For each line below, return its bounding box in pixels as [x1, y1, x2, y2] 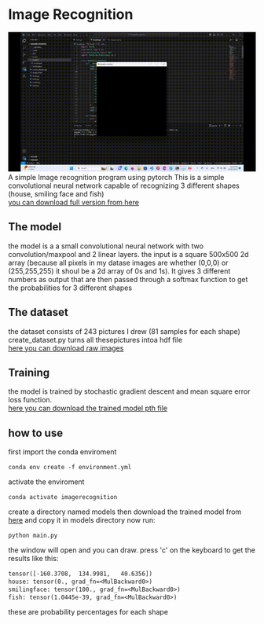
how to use [8, 426, 64, 439]
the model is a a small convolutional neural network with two [8, 241, 204, 251]
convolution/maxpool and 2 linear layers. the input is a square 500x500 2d [8, 249, 249, 259]
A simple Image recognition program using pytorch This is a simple [8, 172, 225, 182]
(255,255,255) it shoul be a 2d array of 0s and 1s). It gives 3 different [8, 266, 231, 276]
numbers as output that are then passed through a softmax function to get [8, 274, 248, 284]
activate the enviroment [8, 477, 85, 486]
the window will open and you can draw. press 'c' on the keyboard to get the [8, 545, 255, 555]
